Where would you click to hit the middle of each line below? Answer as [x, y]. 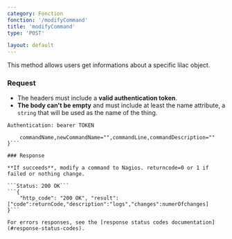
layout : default [30, 46]
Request [21, 83]
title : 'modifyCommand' [42, 26]
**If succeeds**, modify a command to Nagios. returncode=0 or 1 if [108, 168]
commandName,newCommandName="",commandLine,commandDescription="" [117, 138]
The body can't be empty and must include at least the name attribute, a [121, 105]
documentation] [193, 222]
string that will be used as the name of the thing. [87, 113]
